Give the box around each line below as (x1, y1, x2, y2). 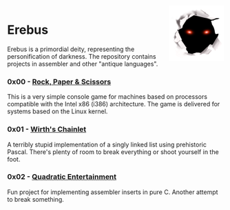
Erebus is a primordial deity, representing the (7, 45, 135, 53)
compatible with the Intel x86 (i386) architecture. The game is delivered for (7, 100, 220, 108)
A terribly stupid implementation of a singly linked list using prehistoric (7, 140, 207, 149)
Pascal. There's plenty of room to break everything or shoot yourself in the (7, 147, 219, 156)
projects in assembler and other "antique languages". (7, 59, 158, 68)
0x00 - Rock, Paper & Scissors (7, 77, 112, 86)
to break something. (7, 195, 64, 203)
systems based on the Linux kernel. (7, 107, 108, 115)
